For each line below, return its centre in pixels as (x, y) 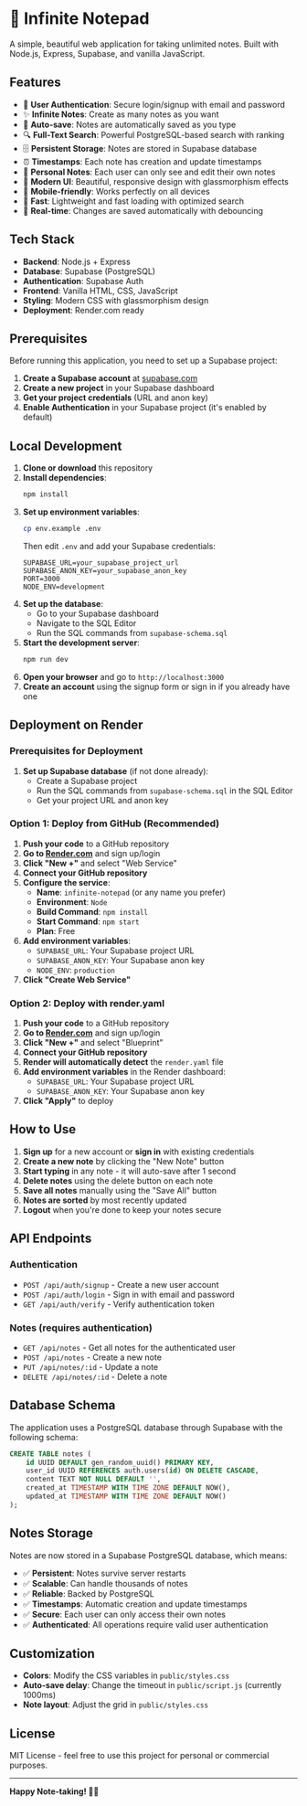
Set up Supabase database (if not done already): (115, 770)
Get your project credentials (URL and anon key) (115, 398)
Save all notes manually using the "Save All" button (120, 1190)
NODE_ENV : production (76, 970)
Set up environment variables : (81, 512)
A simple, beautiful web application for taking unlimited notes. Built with (144, 44)
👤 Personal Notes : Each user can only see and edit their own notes (149, 172)
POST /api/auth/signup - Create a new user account (121, 1284)
